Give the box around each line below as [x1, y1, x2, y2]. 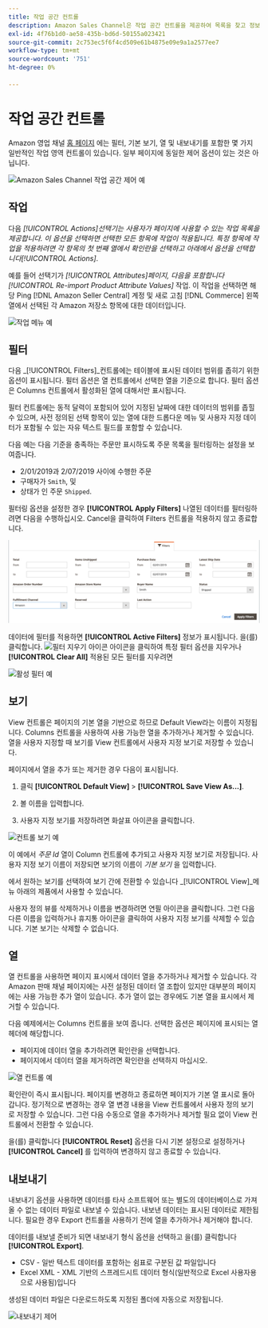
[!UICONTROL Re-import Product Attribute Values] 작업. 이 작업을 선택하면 [8, 280, 249, 290]
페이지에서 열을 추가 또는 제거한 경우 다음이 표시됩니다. [8, 764, 179, 774]
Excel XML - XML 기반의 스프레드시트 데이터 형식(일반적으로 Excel [19, 1268, 230, 1278]
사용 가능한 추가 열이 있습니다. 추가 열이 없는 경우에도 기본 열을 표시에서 [22, 992, 246, 1002]
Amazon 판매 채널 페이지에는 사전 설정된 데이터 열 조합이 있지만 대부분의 [8, 982, 235, 991]
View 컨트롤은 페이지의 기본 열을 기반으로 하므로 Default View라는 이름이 [8, 717, 237, 727]
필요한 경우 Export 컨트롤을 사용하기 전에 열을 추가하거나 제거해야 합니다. [25, 1215, 253, 1225]
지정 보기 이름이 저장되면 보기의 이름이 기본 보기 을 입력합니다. [22, 859, 217, 869]
